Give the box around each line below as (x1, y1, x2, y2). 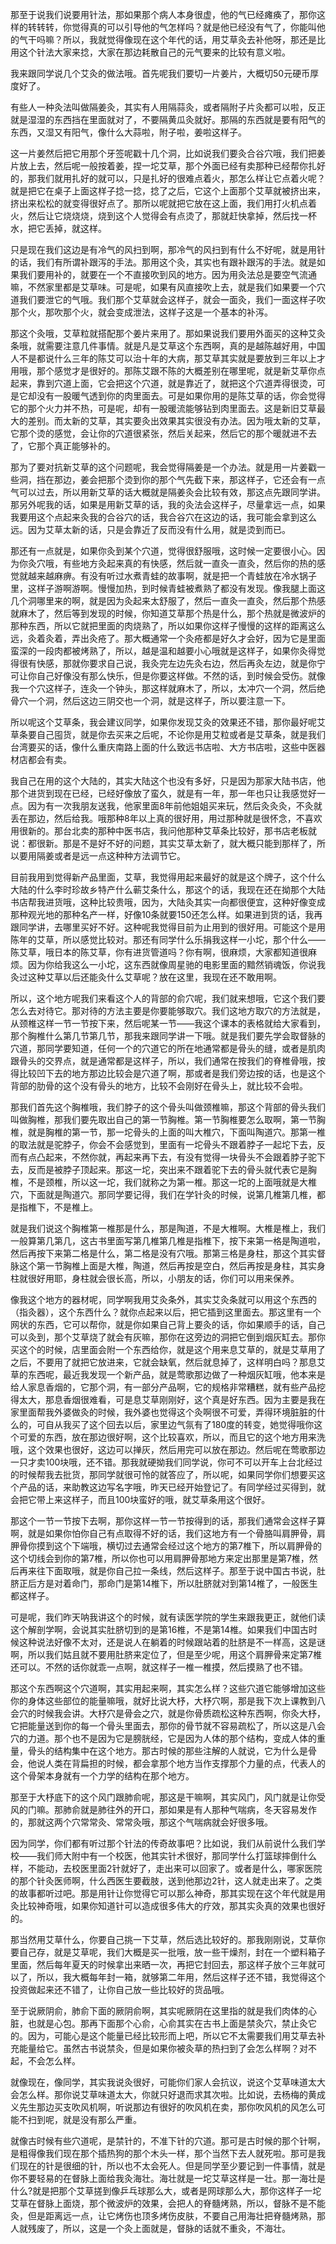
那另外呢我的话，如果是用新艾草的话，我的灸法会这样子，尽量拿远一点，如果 (10, 499, 326, 510)
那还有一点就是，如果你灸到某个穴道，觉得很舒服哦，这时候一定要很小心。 (10, 545, 317, 557)
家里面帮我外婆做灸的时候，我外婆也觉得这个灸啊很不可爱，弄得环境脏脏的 (10, 1406, 317, 1418)
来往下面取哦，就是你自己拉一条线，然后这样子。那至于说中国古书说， (27, 1565, 317, 1577)
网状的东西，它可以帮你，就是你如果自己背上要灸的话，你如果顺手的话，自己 (10, 1319, 326, 1330)
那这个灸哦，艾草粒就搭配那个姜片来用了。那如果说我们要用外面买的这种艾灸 (10, 328, 326, 339)
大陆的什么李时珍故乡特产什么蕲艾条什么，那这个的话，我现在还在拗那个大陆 (10, 884, 326, 895)
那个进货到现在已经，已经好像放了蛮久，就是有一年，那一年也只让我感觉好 (10, 788, 317, 799)
